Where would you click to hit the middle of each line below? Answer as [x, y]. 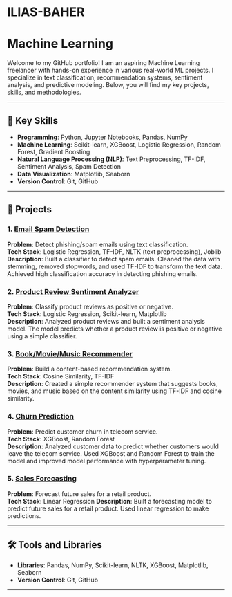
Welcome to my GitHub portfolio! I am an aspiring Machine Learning [104, 63]
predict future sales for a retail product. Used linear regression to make [108, 508]
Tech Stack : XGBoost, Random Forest [61, 439]
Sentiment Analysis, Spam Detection [69, 166]
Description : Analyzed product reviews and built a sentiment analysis [106, 321]
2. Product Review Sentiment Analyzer [73, 291]
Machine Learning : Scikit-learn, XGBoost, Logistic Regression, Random [119, 144]
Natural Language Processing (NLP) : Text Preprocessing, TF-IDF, [111, 159]
